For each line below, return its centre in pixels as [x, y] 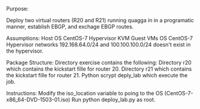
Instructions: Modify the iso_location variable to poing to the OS [85, 93]
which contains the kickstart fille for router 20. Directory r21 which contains [99, 69]
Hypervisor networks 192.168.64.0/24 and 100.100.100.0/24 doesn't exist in [99, 45]
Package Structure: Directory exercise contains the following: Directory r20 [99, 63]
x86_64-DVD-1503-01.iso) [38, 99]
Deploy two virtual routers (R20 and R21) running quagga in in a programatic [100, 20]
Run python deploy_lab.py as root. [113, 99]
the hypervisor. [25, 51]
